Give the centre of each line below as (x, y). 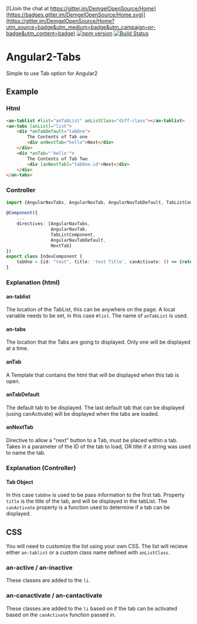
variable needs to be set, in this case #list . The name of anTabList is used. (97, 316)
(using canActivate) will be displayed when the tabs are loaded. (83, 413)
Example (22, 92)
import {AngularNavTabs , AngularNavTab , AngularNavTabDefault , (85, 202)
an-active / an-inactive (39, 567)
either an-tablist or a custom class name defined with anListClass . (88, 552)
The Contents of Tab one (57, 137)
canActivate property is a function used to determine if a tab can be (88, 507)
